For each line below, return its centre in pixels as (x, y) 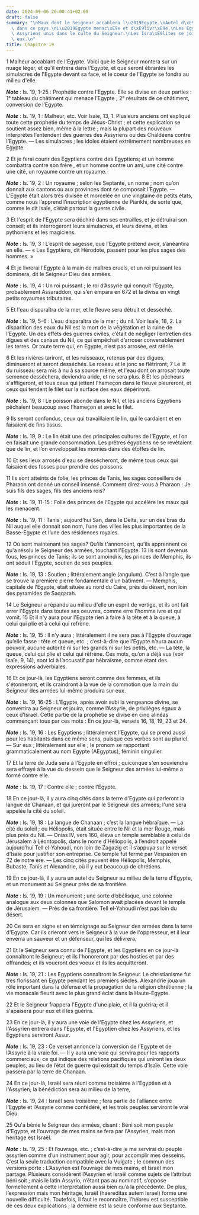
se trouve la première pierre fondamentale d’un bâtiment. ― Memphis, (92, 581)
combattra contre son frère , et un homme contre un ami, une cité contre (95, 165)
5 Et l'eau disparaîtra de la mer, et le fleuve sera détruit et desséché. (89, 309)
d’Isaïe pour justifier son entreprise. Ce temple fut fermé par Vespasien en (97, 854)
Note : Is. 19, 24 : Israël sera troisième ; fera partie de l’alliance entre (89, 1101)
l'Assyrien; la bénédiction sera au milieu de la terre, (68, 1089)
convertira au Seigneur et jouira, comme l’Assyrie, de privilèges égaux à (94, 708)
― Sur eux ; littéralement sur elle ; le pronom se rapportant (78, 745)
